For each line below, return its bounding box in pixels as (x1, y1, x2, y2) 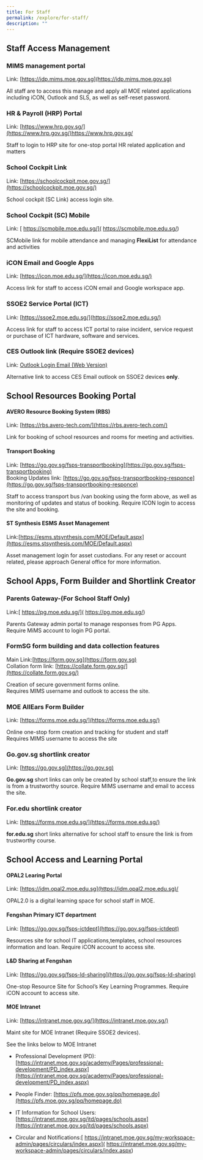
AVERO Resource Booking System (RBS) (6, 408, 111, 415)
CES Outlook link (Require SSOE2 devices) (6, 347, 135, 356)
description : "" (6, 20, 48, 26)
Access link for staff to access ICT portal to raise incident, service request (6, 326, 193, 333)
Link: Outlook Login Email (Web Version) (6, 361, 108, 368)
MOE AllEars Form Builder (6, 703, 84, 711)
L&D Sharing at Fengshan (6, 957, 72, 964)
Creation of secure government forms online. (6, 681, 120, 688)
